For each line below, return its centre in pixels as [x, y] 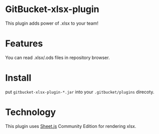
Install [18, 78]
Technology [31, 112]
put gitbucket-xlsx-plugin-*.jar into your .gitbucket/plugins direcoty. [80, 92]
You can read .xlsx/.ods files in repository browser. [58, 57]
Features [24, 44]
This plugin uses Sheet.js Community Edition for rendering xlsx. [71, 126]
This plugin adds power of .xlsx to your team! [52, 23]
